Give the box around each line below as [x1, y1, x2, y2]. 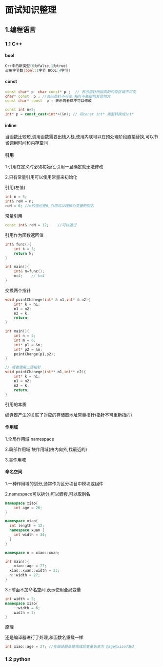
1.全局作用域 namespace [5, 436, 55, 442]
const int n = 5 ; [5, 107, 36, 112]
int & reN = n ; [5, 199, 34, 204]
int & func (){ [5, 242, 32, 247]
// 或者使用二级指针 [5, 365, 41, 370]
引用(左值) [5, 184, 26, 191]
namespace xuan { [9, 528, 45, 533]
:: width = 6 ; [14, 605, 41, 610]
